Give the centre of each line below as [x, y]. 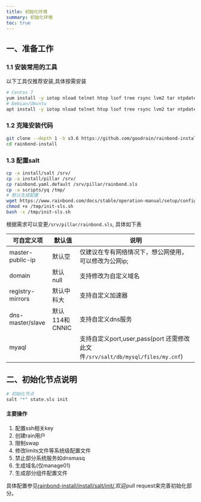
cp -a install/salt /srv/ [38, 173]
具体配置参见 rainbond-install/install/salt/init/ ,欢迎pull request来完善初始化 [97, 485]
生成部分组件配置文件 [41, 473]
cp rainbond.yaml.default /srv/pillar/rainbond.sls [72, 184]
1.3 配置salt [23, 160]
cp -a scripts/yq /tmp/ [36, 190]
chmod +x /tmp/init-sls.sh [40, 207]
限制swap [27, 443]
